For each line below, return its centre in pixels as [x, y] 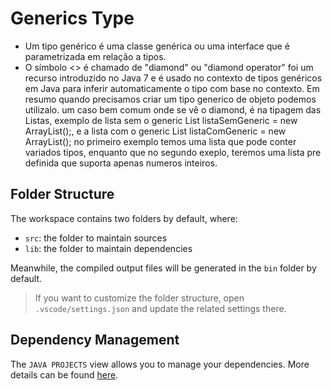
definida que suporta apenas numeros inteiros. [121, 163]
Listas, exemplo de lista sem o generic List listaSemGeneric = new [161, 120]
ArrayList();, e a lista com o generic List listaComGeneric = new [155, 131]
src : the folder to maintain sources [96, 238]
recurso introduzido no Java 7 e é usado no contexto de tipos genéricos [173, 78]
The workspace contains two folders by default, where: [124, 218]
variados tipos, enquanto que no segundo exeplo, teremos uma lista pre [173, 152]
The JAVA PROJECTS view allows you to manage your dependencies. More [160, 364]
